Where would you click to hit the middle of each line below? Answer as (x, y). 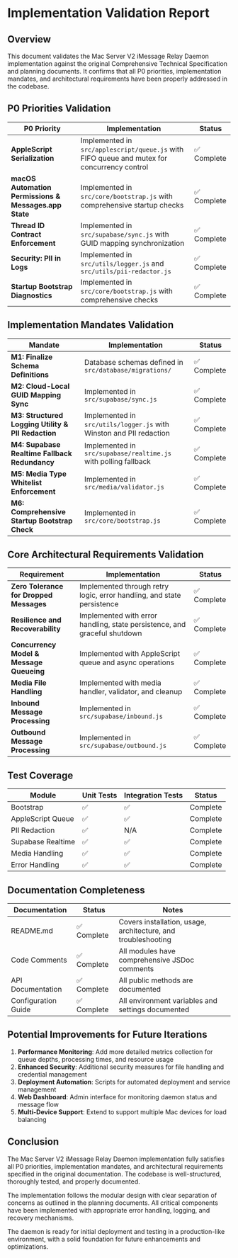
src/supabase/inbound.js (121, 716)
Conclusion (33, 1142)
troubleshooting (145, 940)
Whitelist (27, 482)
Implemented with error (118, 616)
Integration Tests (153, 795)
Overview (29, 39)
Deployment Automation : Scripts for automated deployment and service (124, 1082)
